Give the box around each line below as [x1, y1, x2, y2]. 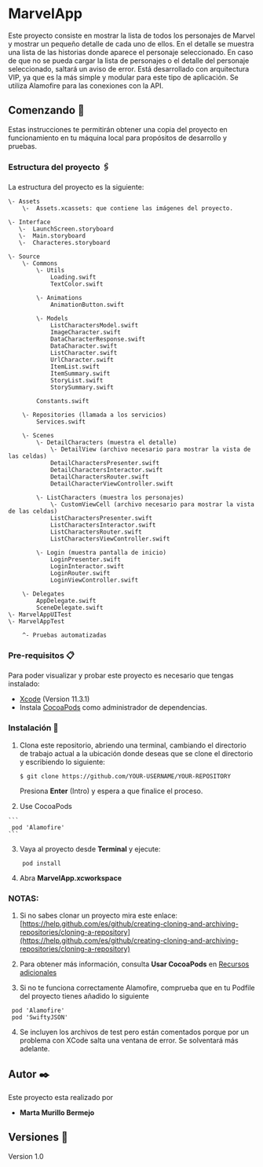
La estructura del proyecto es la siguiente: [8, 183, 144, 192]
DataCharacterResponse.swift [49, 335, 146, 343]
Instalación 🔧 [8, 722, 59, 733]
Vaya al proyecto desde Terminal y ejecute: [19, 844, 161, 854]
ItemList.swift [49, 363, 100, 371]
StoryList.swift [49, 377, 104, 385]
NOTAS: [8, 892, 39, 903]
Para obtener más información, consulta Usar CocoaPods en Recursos [19, 959, 250, 969]
